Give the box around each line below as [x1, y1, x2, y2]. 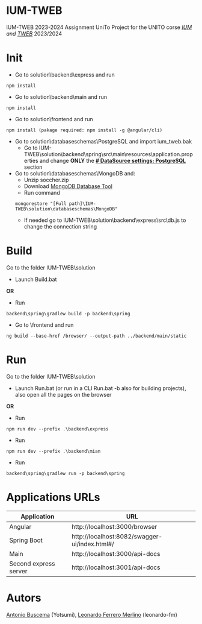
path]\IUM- [69, 200, 96, 207]
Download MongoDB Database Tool [23, 182, 113, 190]
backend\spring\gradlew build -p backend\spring [6, 310, 130, 317]
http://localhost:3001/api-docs [71, 563, 161, 572]
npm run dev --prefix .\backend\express [6, 426, 109, 432]
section [23, 163, 43, 171]
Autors [6, 591, 41, 605]
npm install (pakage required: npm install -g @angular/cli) [6, 127, 163, 133]
